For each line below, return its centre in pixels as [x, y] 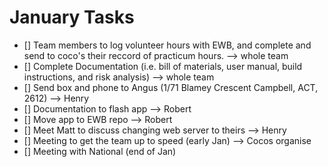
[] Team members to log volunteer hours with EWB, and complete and [167, 45]
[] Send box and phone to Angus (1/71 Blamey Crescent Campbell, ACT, [171, 87]
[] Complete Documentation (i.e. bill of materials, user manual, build [163, 66]
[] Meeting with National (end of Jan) [100, 151]
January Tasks [72, 17]
